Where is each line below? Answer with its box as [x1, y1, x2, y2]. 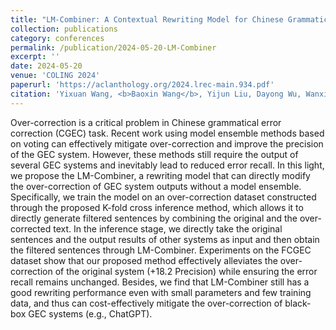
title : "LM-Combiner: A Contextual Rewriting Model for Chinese [10, 14, 284, 25]
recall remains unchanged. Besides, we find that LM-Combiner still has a [10, 276, 310, 288]
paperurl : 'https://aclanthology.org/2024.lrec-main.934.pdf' [10, 80, 275, 90]
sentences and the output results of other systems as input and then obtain [10, 233, 320, 245]
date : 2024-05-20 [10, 61, 83, 71]
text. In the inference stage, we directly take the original [53, 222, 283, 235]
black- [284, 297, 312, 309]
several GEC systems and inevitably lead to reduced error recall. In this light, [10, 159, 325, 171]
